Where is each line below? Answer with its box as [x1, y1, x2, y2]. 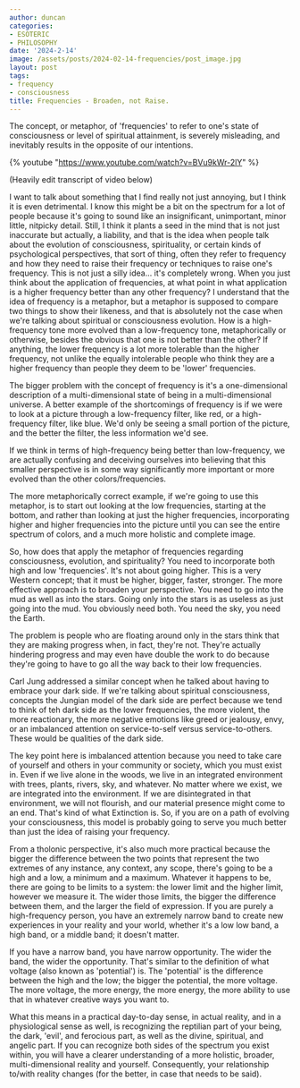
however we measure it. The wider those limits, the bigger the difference [9, 891, 277, 902]
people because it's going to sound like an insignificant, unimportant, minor [9, 211, 287, 222]
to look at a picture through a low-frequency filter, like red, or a [9, 409, 241, 420]
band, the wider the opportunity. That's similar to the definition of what [9, 956, 270, 967]
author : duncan [9, 13, 66, 22]
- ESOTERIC [9, 30, 50, 38]
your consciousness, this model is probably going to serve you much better [9, 817, 287, 828]
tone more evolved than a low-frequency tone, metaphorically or [48, 325, 287, 336]
